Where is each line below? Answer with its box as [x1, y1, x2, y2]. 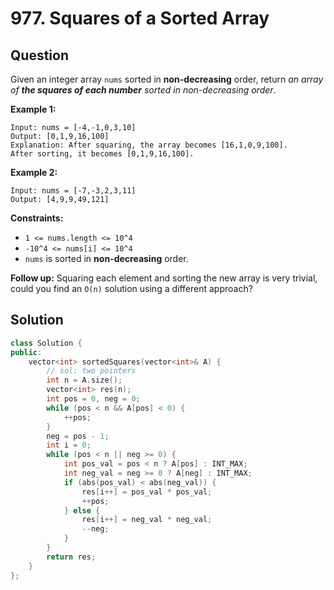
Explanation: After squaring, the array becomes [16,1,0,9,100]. [10, 140, 288, 150]
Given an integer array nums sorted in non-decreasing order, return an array [10, 73, 324, 85]
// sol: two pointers [46, 366, 137, 376]
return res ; [46, 552, 97, 562]
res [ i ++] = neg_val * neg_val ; [81, 515, 213, 525]
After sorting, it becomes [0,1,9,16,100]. [10, 149, 195, 159]
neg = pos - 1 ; [46, 431, 110, 441]
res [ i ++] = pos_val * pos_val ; [81, 487, 213, 497]
